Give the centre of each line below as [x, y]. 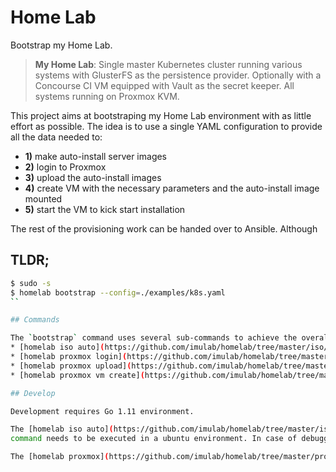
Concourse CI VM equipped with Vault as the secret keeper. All [164, 85]
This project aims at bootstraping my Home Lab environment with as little [161, 115]
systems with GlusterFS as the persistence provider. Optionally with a [178, 75]
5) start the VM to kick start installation [105, 209]
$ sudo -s [31, 283]
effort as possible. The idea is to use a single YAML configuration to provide [166, 126]
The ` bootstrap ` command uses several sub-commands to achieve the [154, 338]
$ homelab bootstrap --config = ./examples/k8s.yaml [118, 292]
